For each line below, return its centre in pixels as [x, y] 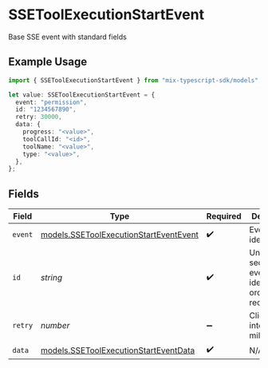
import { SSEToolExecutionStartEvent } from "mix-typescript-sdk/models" [134, 80]
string [51, 278]
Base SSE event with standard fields [68, 37]
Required [224, 216]
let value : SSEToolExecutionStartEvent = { [82, 95]
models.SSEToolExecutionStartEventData [118, 350]
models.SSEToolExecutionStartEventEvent [120, 235]
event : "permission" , [51, 102]
